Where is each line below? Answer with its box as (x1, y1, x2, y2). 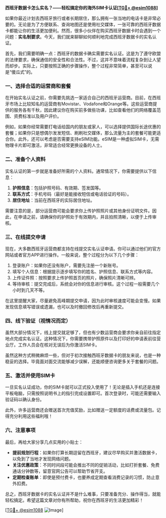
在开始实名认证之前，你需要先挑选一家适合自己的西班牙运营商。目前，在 (5, 95, 152, 101)
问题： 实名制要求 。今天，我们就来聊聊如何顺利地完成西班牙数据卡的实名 (5, 34, 152, 40)
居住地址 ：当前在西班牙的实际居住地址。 (12, 197, 95, 203)
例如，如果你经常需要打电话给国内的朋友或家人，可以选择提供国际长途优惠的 (5, 124, 161, 130)
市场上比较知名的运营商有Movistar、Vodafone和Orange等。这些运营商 (9, 101, 153, 107)
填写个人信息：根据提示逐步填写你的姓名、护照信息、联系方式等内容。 (12, 268, 156, 274)
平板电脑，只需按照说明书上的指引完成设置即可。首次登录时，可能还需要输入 (5, 390, 161, 396)
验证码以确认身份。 (5, 396, 44, 402)
